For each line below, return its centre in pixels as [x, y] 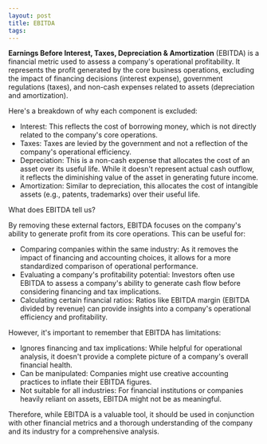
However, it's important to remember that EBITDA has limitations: [115, 333]
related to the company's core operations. [88, 135]
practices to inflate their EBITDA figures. [86, 382]
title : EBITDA [32, 23]
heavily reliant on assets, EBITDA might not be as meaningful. [120, 399]
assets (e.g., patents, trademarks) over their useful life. [110, 194]
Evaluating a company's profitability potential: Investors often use [127, 275]
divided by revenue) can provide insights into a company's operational [135, 309]
